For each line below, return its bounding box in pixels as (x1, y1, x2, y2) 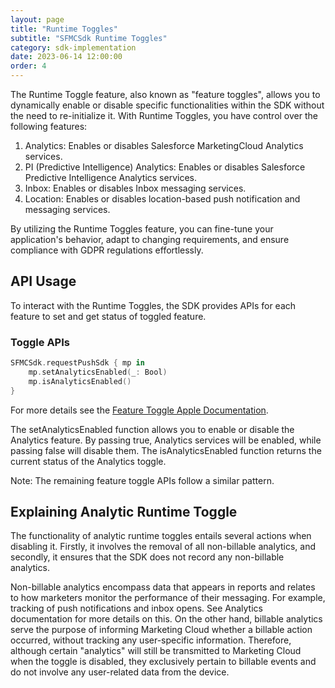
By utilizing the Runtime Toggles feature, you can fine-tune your (10, 223, 274, 235)
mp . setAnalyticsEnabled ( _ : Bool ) (28, 367, 168, 377)
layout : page (10, 14, 65, 25)
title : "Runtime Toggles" (10, 24, 118, 34)
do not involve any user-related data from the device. (10, 666, 230, 678)
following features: (10, 121, 88, 132)
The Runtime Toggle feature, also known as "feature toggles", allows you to (10, 89, 321, 100)
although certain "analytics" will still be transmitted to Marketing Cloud (10, 645, 302, 657)
